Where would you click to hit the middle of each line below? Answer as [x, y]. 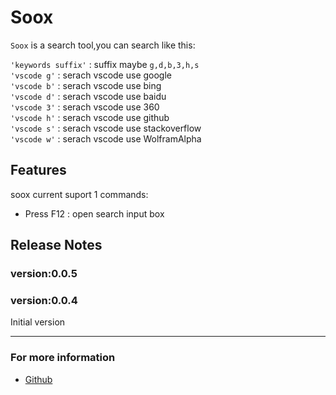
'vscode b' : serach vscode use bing [86, 85]
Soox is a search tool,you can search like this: [103, 45]
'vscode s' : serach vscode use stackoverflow [106, 128]
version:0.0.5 [44, 274]
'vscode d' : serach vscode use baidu [88, 96]
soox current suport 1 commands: [79, 194]
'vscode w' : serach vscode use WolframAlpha [106, 138]
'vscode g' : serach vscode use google [91, 75]
